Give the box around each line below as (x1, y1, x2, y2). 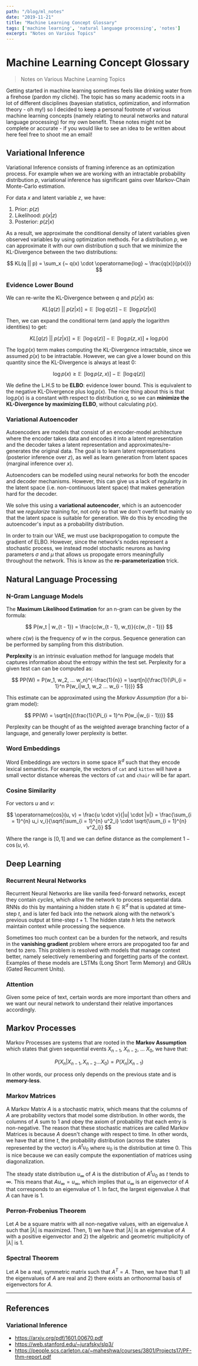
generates (6, 447, 31, 455)
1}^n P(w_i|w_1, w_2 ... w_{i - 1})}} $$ (55, 683, 143, 690)
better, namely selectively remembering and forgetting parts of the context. (6, 952, 189, 960)
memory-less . (6, 1077, 41, 1084)
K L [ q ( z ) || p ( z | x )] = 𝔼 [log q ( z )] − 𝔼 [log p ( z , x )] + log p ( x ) (29, 335, 169, 342)
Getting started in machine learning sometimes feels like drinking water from (6, 87, 192, 95)
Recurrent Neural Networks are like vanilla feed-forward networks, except (6, 890, 186, 897)
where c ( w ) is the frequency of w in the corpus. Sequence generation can (6, 635, 186, 642)
